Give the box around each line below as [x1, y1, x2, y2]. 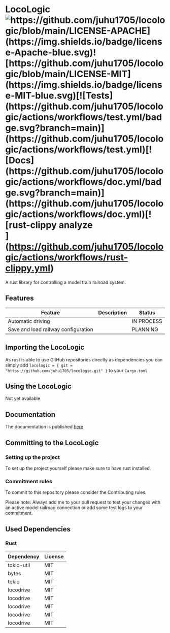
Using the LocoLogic [5, 382, 72, 390]
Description [98, 309, 127, 316]
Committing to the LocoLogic [5, 438, 99, 447]
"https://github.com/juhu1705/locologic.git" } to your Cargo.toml [5, 367, 148, 374]
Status [139, 309, 156, 316]
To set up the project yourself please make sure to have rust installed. [5, 465, 151, 471]
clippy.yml [5, 262, 51, 274]
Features [5, 294, 34, 303]
